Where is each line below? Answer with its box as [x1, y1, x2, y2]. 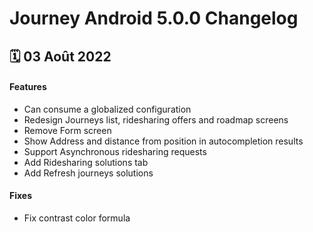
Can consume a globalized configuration [23, 103, 192, 115]
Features [9, 81, 47, 93]
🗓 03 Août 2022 [9, 48, 112, 65]
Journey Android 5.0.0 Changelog [9, 7, 299, 30]
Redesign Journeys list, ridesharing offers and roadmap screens [23, 113, 289, 126]
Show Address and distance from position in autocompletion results [23, 135, 304, 147]
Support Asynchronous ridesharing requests [23, 145, 207, 157]
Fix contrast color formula [23, 212, 131, 224]
